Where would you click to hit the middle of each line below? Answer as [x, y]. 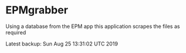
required [16, 32]
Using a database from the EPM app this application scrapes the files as [93, 26]
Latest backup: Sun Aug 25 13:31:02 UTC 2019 [62, 44]
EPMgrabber [37, 10]
